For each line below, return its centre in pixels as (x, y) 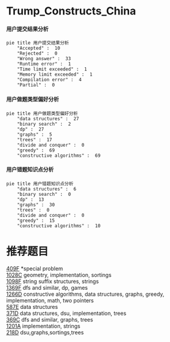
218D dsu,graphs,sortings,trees (45, 332)
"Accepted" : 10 (39, 48)
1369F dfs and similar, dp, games (47, 287)
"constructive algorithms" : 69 (59, 155)
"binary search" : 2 (44, 124)
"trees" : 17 (35, 139)
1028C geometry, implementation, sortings (59, 275)
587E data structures (32, 307)
